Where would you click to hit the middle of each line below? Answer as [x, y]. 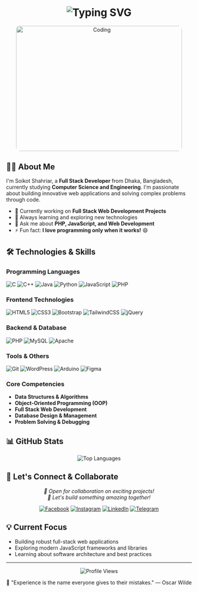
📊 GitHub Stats [35, 441]
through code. [23, 200]
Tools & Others [28, 356]
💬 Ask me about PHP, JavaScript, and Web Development [85, 223]
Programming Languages [43, 271]
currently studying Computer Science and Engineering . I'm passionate [93, 187]
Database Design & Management [56, 416]
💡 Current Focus [37, 527]
